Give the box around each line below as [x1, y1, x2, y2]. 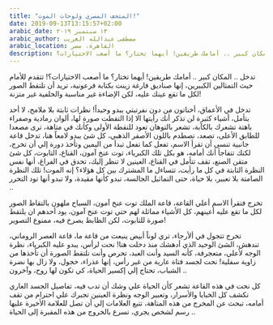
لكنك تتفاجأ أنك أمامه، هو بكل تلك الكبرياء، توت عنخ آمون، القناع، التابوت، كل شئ [9, 148, 251, 157]
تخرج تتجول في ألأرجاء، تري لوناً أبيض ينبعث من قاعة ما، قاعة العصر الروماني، [9, 231, 242, 240]
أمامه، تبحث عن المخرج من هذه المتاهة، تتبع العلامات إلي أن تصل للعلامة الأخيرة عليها [9, 298, 264, 308]
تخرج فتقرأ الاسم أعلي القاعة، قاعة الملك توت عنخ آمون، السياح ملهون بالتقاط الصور [9, 198, 263, 207]
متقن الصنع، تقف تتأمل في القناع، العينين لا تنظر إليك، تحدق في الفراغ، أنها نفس [9, 156, 248, 166]
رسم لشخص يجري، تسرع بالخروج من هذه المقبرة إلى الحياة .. [9, 307, 196, 316]
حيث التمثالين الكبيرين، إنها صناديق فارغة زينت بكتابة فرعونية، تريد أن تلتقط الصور [9, 80, 254, 90]
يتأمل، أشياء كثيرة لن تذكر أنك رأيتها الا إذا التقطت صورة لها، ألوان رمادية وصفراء [9, 113, 250, 122]
